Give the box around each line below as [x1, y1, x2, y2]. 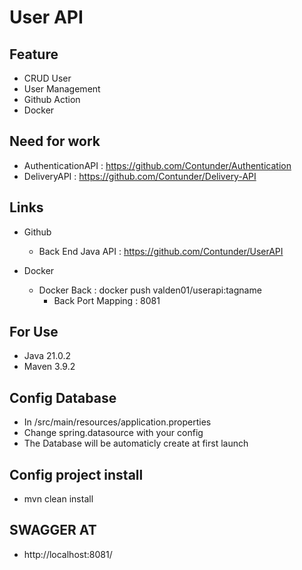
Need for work [9, 133, 101, 150]
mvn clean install [23, 493, 94, 505]
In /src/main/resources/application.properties [23, 416, 212, 428]
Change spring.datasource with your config [23, 427, 204, 439]
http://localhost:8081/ [23, 548, 113, 560]
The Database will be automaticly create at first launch [23, 437, 249, 450]
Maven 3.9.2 [23, 361, 76, 373]
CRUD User [23, 72, 72, 84]
